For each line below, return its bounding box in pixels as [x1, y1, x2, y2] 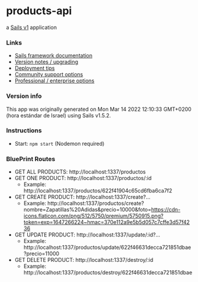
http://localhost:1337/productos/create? [47, 200, 144, 207]
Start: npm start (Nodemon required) [14, 140, 105, 147]
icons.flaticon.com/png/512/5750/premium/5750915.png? [23, 212, 164, 220]
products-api [6, 4, 72, 18]
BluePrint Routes [6, 155, 56, 163]
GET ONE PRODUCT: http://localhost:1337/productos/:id [14, 175, 152, 182]
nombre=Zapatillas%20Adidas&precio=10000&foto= [23, 206, 152, 213]
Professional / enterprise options [14, 77, 95, 84]
